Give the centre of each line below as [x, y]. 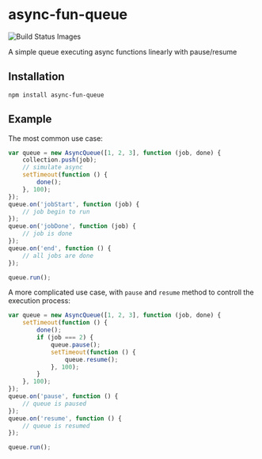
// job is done [47, 234]
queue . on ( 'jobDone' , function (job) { [72, 226]
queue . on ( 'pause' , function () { [63, 396]
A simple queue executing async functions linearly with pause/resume [123, 51]
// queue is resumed [56, 426]
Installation [36, 77]
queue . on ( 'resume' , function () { [65, 418]
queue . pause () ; [76, 345]
